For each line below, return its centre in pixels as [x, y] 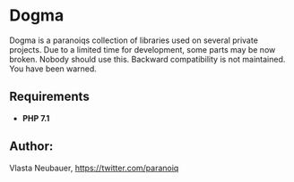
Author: [31, 147]
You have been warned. [53, 69]
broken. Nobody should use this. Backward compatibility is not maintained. [147, 59]
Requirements [49, 97]
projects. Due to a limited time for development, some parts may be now [143, 49]
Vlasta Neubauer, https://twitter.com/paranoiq [94, 168]
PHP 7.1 [36, 118]
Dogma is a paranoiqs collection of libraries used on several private [134, 40]
